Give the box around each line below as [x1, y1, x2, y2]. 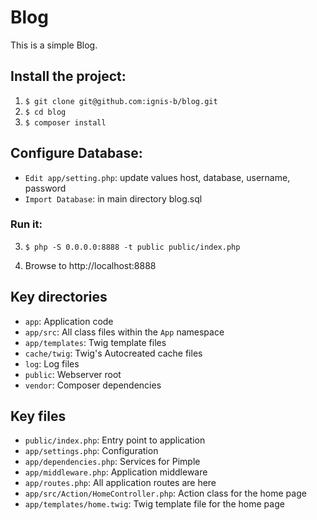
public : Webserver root [24, 368, 122, 380]
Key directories [10, 289, 108, 306]
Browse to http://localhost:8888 [24, 259, 157, 271]
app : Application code [24, 315, 114, 327]
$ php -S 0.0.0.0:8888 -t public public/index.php [24, 242, 241, 252]
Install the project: [10, 68, 127, 85]
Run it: [10, 217, 43, 231]
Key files [10, 408, 67, 425]
